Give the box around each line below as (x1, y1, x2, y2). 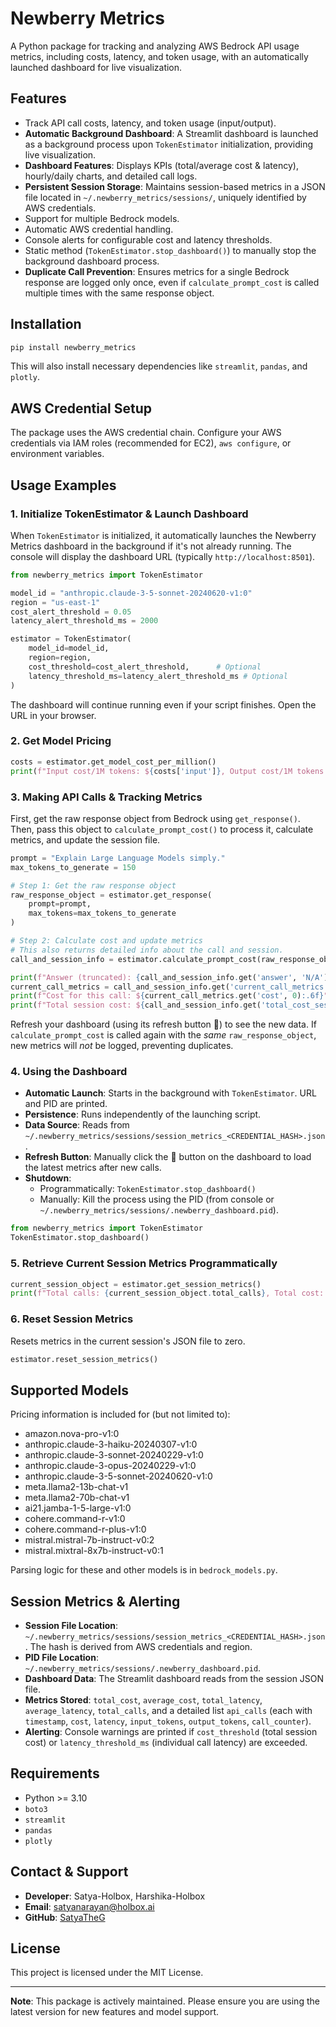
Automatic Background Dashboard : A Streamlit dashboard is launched (24, 127, 319, 139)
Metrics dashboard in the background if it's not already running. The (10, 540, 292, 552)
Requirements (10, 1765, 100, 1782)
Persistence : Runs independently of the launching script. (24, 1108, 262, 1121)
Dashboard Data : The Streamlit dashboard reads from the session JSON (24, 1673, 325, 1685)
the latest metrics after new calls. (24, 1162, 162, 1174)
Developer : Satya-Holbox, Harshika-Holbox (24, 1890, 206, 1902)
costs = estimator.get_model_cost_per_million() (10, 757, 217, 767)
